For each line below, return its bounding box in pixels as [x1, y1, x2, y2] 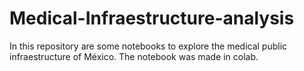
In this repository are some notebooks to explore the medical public [9, 40, 288, 52]
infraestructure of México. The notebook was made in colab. [9, 50, 259, 62]
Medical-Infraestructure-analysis [9, 7, 295, 30]
